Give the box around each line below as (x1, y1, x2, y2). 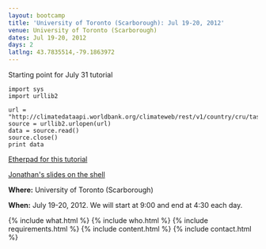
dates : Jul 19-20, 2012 (8, 33, 87, 42)
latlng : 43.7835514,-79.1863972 (8, 48, 115, 56)
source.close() (8, 134, 59, 141)
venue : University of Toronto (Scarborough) (8, 26, 158, 34)
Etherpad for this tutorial (8, 155, 88, 164)
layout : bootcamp (8, 11, 66, 20)
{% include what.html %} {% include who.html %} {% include (8, 216, 208, 225)
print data (8, 141, 44, 149)
